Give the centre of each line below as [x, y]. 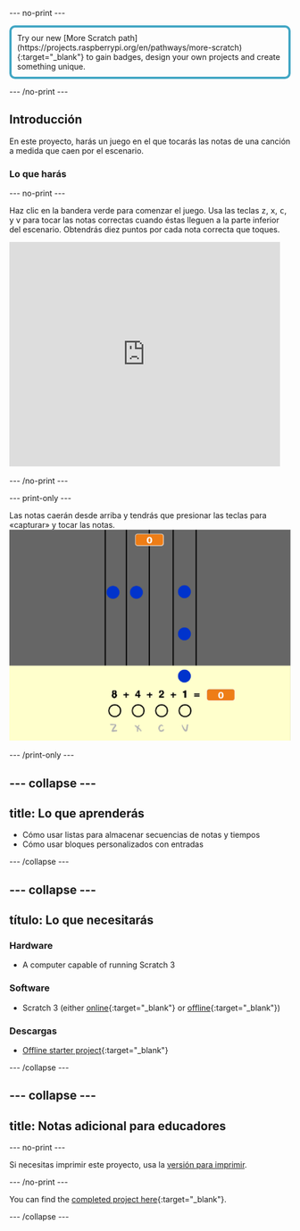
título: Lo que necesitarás [82, 921]
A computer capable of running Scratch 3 [99, 965]
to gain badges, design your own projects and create [183, 57]
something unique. [52, 67]
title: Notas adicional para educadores [117, 1126]
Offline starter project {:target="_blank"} [95, 1050]
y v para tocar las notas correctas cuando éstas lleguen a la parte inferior [144, 220]
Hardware [31, 946]
